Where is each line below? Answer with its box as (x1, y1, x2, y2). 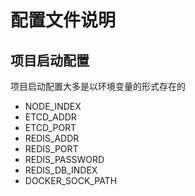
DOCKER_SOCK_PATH (24, 175, 118, 186)
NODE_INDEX (24, 101, 82, 112)
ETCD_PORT (24, 122, 77, 133)
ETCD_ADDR (24, 111, 77, 123)
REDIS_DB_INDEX (24, 164, 98, 176)
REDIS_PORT (24, 143, 79, 155)
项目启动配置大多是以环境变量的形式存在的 (10, 81, 186, 92)
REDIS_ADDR (24, 132, 80, 144)
